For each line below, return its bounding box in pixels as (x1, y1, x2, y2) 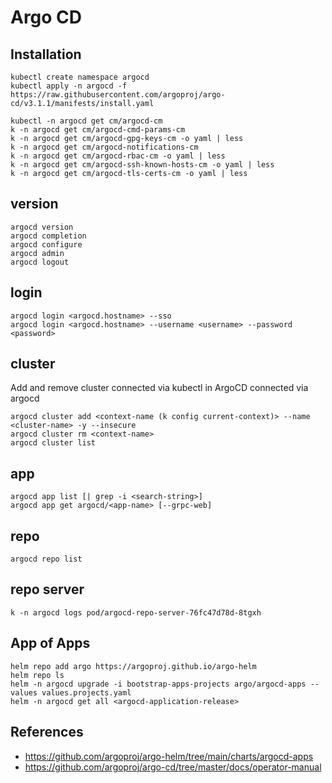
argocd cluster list (10, 438, 97, 448)
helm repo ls (10, 670, 65, 680)
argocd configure (10, 239, 83, 250)
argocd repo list (10, 554, 83, 565)
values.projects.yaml (41, 687, 132, 698)
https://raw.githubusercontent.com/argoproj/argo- (10, 90, 226, 100)
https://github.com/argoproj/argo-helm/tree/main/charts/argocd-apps (24, 750, 314, 762)
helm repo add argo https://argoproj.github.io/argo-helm (10, 661, 257, 671)
